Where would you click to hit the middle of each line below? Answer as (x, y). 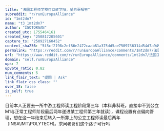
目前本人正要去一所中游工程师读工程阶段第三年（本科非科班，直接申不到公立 (82, 106)
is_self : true (20, 91)
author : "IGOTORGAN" (26, 28)
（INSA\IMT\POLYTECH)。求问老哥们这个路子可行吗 (58, 124)
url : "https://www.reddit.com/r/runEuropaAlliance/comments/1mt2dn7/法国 (81, 55)
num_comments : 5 (21, 73)
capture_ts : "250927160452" (34, 41)
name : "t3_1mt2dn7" (25, 23)
